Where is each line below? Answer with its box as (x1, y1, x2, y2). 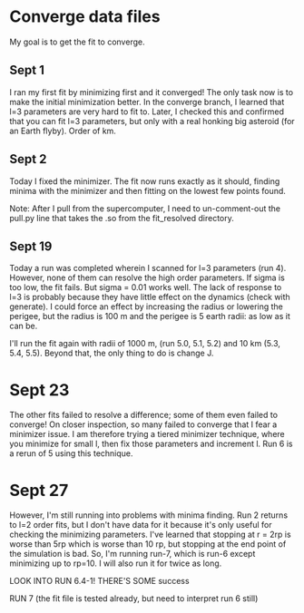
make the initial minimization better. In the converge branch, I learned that (9, 96, 285, 107)
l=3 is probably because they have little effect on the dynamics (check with (9, 292, 290, 303)
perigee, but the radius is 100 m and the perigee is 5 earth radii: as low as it (9, 311, 290, 322)
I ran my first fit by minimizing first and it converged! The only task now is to (9, 86, 293, 97)
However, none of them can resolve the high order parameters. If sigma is (9, 272, 286, 283)
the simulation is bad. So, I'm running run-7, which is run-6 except (9, 549, 256, 559)
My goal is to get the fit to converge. (9, 36, 145, 47)
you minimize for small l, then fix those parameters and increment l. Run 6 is (9, 438, 293, 450)
